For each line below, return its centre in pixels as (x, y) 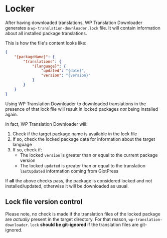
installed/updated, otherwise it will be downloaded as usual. (67, 186)
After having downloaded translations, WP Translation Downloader (74, 23)
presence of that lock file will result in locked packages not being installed (82, 109)
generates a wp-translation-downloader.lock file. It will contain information (83, 28)
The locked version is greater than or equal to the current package (89, 155)
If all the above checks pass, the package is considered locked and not (79, 180)
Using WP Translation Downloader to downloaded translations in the (76, 104)
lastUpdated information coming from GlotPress (69, 171)
